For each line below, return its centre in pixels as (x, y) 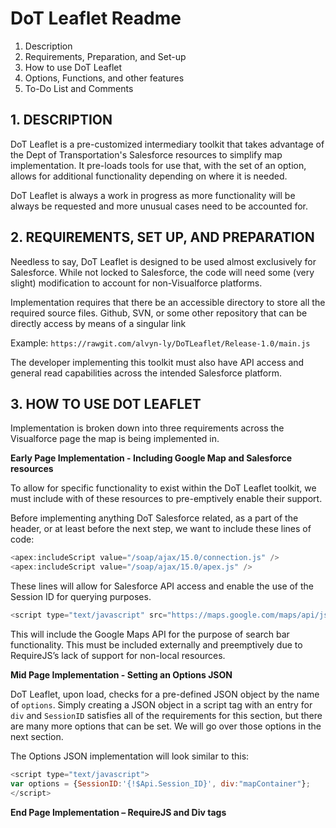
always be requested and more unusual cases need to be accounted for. (159, 206)
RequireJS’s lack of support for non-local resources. (118, 655)
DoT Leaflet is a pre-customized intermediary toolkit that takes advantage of (167, 144)
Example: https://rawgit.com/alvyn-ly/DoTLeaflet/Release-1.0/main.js (160, 343)
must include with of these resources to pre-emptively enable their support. (166, 499)
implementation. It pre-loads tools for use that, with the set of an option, (158, 165)
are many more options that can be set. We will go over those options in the (166, 726)
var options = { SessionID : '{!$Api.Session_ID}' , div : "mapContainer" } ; (160, 783)
